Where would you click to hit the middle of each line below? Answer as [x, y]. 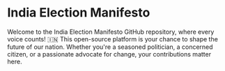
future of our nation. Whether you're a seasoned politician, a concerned [110, 47]
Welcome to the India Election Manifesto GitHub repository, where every [111, 32]
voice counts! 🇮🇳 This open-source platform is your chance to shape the [113, 39]
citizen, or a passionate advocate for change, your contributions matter [109, 54]
